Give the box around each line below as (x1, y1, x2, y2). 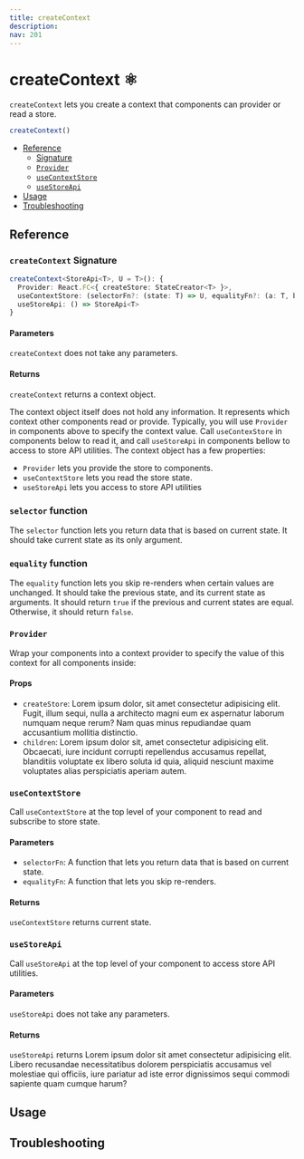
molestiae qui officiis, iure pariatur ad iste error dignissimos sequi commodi (9, 1068, 290, 1079)
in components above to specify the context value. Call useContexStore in (9, 425, 282, 436)
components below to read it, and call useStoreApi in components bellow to (9, 435, 290, 446)
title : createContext (9, 13, 91, 23)
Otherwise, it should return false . (9, 606, 134, 617)
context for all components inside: (9, 657, 137, 668)
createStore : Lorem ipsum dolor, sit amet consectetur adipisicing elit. (22, 698, 280, 709)
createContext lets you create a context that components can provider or (9, 99, 281, 110)
